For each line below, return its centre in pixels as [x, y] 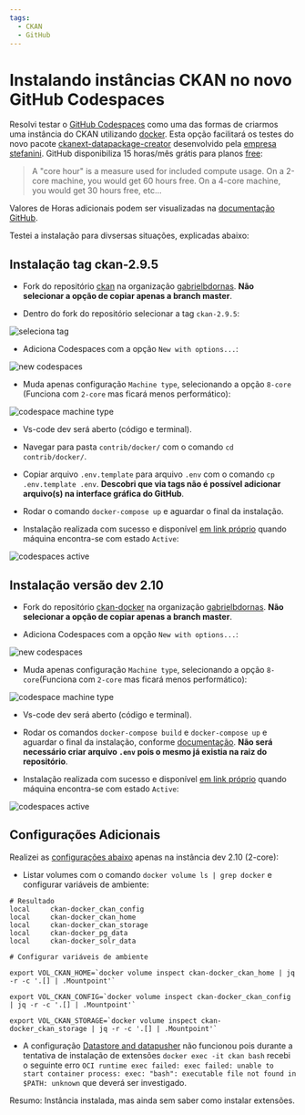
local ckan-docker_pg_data [69, 933]
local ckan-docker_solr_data [73, 941]
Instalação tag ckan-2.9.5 [84, 264]
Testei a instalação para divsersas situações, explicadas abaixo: [129, 236]
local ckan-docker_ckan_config [77, 909]
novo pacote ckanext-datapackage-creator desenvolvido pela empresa [143, 144]
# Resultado [32, 901]
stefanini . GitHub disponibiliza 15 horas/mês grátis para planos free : [136, 154]
